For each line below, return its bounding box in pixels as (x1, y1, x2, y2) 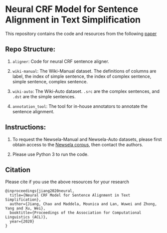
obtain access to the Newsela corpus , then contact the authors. (12, 141, 144, 148)
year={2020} (9, 219, 35, 224)
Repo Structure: (5, 45, 56, 53)
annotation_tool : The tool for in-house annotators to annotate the (12, 103, 148, 109)
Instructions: (5, 123, 46, 132)
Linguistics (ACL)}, (5, 215, 48, 220)
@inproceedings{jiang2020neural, (5, 189, 75, 194)
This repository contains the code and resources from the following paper (5, 30, 157, 36)
